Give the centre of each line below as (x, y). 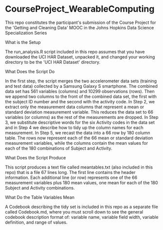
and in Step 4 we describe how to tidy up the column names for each (74, 127)
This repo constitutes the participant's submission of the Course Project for (81, 22)
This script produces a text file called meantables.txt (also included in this (79, 167)
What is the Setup (23, 42)
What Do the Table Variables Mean (40, 197)
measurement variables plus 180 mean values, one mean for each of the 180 (81, 182)
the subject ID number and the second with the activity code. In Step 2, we (80, 101)
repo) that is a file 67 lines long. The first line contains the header (70, 172)
